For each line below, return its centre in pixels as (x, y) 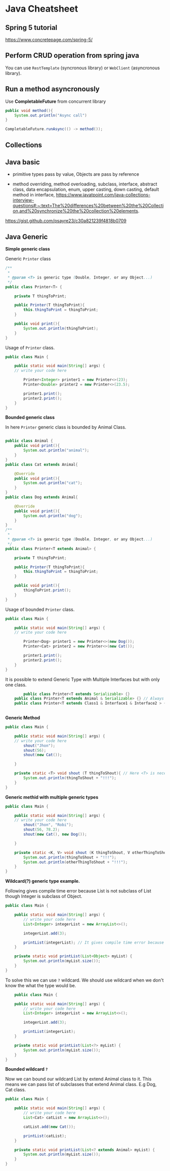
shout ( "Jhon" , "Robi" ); (48, 825)
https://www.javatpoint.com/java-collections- (103, 195)
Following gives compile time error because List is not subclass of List (78, 891)
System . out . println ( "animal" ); (56, 451)
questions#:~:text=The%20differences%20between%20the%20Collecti (88, 206)
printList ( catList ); (45, 1136)
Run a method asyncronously (52, 89)
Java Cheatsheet (42, 9)
